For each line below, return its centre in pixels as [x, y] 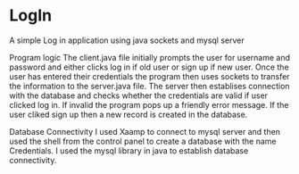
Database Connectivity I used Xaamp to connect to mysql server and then [145, 131]
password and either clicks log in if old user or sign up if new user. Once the [149, 67]
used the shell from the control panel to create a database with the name [143, 141]
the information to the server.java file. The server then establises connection [149, 86]
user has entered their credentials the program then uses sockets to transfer [149, 76]
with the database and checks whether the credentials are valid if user [139, 95]
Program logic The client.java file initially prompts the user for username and [149, 57]
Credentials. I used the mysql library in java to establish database [129, 150]
